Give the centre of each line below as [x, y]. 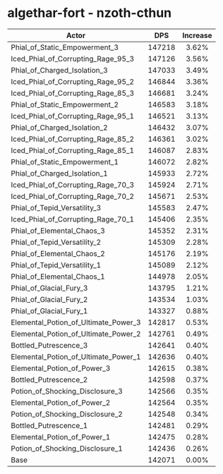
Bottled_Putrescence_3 [49, 345]
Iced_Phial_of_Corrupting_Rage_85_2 [73, 139]
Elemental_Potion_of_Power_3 [61, 368]
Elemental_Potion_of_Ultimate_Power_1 [76, 356]
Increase [198, 35]
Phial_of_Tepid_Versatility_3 [56, 207]
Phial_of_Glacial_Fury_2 [49, 299]
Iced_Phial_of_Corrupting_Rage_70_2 [73, 196]
